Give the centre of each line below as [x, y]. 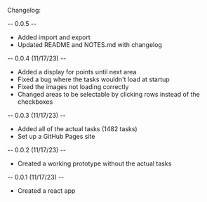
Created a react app [46, 191]
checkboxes [35, 102]
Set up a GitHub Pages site [56, 136]
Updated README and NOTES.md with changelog [90, 45]
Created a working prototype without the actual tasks [94, 163]
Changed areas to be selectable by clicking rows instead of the [108, 94]
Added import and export [54, 37]
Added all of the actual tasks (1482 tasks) [78, 129]
